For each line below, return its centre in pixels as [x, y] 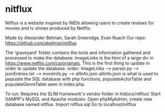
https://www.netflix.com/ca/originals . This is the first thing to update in [78, 63]
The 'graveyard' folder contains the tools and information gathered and [78, 53]
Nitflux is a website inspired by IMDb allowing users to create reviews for [80, 23]
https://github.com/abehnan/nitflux [41, 43]
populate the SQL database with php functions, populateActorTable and [78, 79]
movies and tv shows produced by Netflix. [48, 28]
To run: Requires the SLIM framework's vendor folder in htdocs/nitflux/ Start [83, 94]
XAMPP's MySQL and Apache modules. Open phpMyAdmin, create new [79, 99]
